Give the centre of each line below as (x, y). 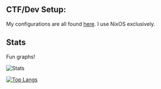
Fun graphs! (21, 57)
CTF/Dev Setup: (36, 10)
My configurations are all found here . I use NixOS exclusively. (80, 24)
